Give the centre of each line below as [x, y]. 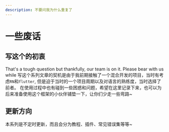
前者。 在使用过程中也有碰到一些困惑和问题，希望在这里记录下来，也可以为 [83, 87]
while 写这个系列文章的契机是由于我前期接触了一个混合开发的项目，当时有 [82, 75]
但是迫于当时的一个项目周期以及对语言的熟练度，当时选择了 [99, 81]
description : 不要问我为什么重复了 [39, 10]
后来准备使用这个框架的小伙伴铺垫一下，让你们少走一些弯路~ [69, 94]
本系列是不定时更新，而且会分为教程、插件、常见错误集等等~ [69, 124]
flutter [27, 82]
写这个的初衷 [25, 57]
